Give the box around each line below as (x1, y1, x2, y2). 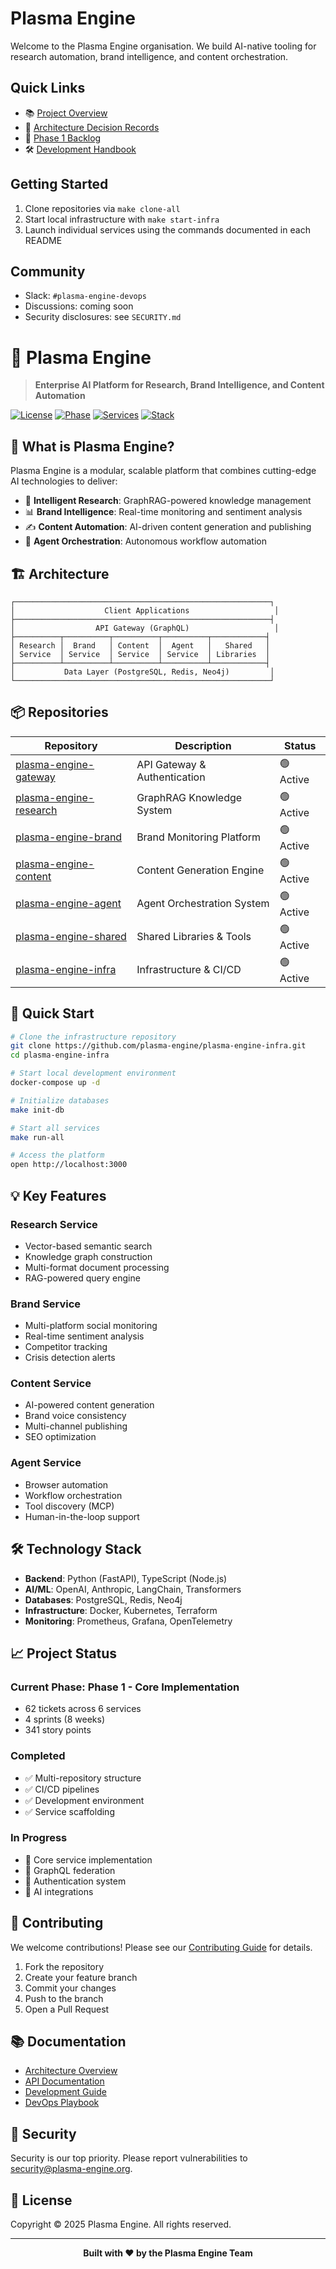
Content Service (10, 1377, 92, 1391)
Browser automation (24, 1478, 109, 1491)
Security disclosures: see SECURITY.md (24, 311, 182, 323)
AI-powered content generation (24, 1399, 155, 1411)
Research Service (10, 1217, 98, 1231)
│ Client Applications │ (10, 605, 280, 616)
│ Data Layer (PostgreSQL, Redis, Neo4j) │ (10, 667, 275, 677)
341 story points (24, 1724, 92, 1736)
